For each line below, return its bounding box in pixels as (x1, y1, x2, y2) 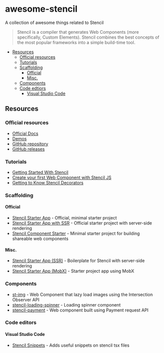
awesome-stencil (5, 3, 77, 15)
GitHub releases (12, 146, 45, 152)
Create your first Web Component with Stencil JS (12, 175, 112, 180)
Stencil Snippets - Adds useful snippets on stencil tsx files (12, 342, 130, 348)
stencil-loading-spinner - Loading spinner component (12, 302, 121, 308)
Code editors (5, 319, 37, 326)
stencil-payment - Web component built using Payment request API (12, 307, 149, 313)
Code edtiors (19, 85, 46, 91)
